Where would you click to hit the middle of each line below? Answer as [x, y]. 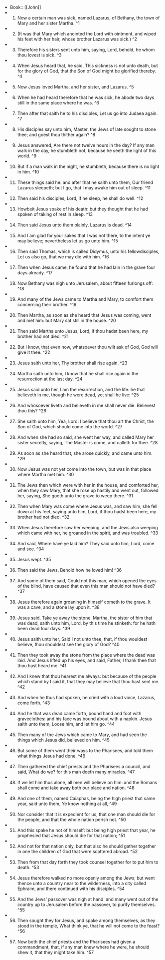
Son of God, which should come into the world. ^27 [70, 427]
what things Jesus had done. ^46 [51, 756]
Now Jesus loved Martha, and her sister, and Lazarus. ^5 [76, 87]
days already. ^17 [35, 273]
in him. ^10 [28, 172]
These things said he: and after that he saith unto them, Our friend [85, 182]
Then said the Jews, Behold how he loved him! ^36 [70, 570]
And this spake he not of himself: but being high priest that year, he [86, 830]
